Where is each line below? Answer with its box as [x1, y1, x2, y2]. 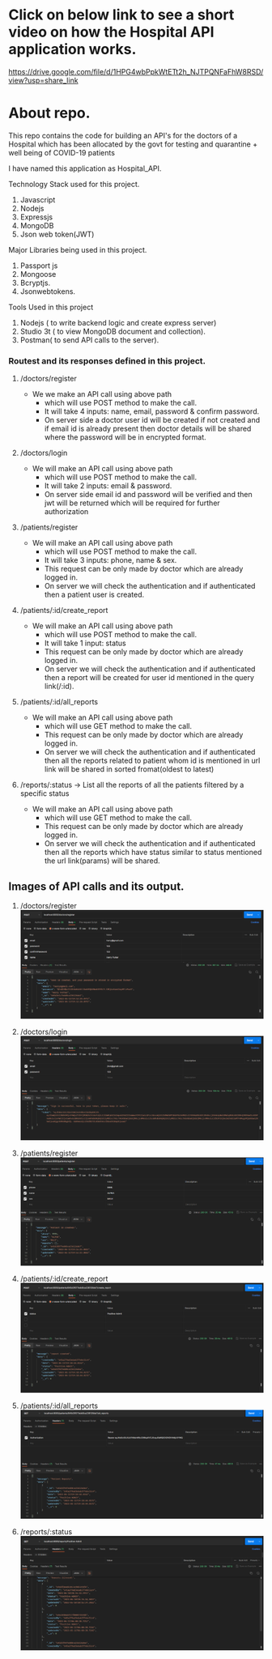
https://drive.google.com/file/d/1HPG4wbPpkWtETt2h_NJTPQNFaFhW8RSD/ [8, 66, 264, 76]
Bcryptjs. [19, 278, 51, 287]
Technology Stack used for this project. [8, 179, 140, 189]
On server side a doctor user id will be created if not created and [44, 415, 261, 425]
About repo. [8, 104, 91, 122]
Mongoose [19, 269, 57, 279]
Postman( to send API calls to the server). [19, 334, 159, 345]
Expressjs [19, 212, 53, 222]
